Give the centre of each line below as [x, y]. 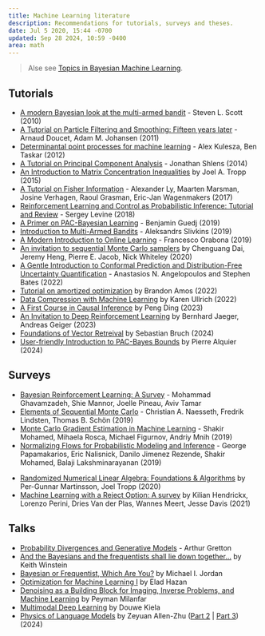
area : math [26, 46]
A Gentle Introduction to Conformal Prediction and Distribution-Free [131, 265]
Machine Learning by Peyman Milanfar [83, 598]
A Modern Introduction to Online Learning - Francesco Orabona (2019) [136, 240]
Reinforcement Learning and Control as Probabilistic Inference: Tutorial [136, 205]
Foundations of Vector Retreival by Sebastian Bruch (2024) [117, 333]
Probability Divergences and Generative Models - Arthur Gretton [126, 547]
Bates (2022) [42, 282]
